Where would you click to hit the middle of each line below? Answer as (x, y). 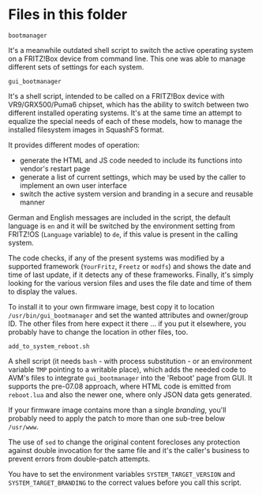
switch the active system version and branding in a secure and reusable (137, 193)
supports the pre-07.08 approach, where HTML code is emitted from (120, 386)
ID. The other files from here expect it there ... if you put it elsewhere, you (127, 323)
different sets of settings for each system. (76, 67)
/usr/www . (24, 426)
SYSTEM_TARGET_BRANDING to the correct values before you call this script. (125, 482)
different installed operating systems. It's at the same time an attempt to (125, 113)
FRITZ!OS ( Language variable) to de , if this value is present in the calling (123, 234)
